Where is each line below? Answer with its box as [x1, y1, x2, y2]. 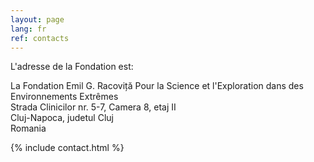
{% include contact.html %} [10, 142, 125, 154]
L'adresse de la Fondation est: [10, 61, 134, 73]
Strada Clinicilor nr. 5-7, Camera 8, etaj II [10, 101, 177, 113]
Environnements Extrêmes [10, 91, 119, 103]
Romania [10, 122, 47, 135]
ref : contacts [10, 33, 70, 43]
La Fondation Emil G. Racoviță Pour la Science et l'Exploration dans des [10, 80, 304, 92]
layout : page [10, 14, 65, 25]
